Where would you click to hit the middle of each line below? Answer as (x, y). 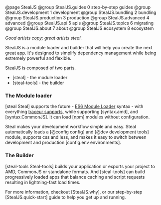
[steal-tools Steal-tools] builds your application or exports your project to (80, 166)
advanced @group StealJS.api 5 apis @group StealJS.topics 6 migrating (79, 23)
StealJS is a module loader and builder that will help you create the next (79, 48)
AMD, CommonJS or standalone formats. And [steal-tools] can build (75, 172)
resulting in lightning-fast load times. (43, 182)
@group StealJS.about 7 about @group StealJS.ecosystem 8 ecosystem (80, 28)
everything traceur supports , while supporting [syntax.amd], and (72, 112)
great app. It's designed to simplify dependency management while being (81, 53)
